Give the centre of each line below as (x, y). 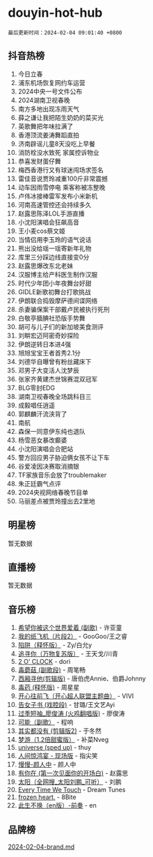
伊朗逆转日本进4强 (45, 344)
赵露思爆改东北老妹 (46, 266)
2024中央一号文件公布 (50, 91)
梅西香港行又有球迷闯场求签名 (61, 169)
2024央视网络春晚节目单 (53, 492)
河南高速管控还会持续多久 (55, 204)
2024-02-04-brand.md (41, 847)
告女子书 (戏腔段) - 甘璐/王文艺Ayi (66, 705)
